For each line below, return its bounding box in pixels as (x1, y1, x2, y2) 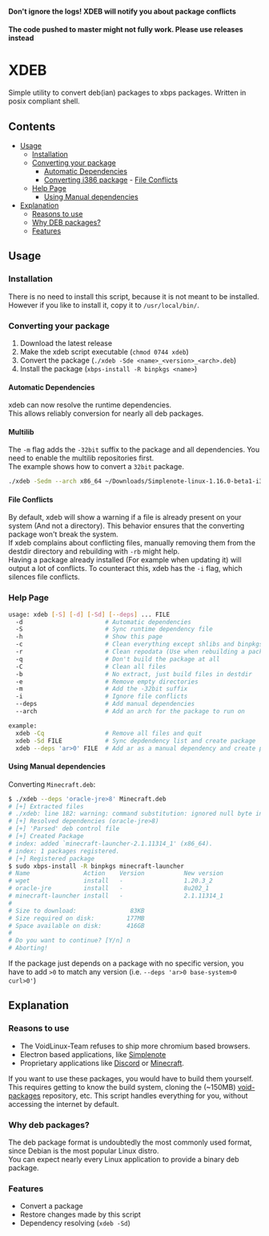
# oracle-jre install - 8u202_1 (8, 885, 210, 893)
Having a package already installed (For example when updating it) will (8, 555, 242, 565)
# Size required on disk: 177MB (8, 914, 146, 922)
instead (8, 33, 34, 43)
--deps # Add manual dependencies (15, 700, 195, 708)
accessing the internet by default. (8, 1099, 119, 1108)
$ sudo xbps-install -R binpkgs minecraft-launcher (8, 862, 184, 870)
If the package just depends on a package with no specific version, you (8, 958, 244, 968)
